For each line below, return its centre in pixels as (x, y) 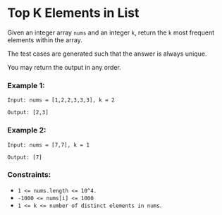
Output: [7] (25, 157)
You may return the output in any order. (64, 67)
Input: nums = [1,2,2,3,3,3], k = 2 (61, 100)
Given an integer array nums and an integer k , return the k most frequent (111, 32)
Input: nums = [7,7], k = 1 (49, 145)
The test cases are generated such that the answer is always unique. (107, 54)
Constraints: (29, 175)
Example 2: (27, 130)
